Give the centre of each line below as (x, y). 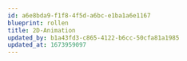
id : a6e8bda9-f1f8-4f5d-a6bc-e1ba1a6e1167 (79, 15)
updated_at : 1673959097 (47, 45)
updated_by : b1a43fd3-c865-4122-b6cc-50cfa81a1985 (93, 38)
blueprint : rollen (38, 23)
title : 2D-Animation (42, 30)
